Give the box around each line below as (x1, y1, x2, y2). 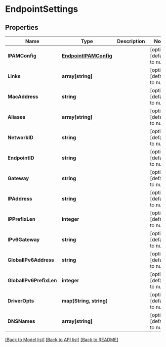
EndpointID (7, 154, 35, 161)
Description (117, 38, 145, 45)
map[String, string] (61, 297, 108, 304)
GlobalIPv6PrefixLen (7, 277, 57, 284)
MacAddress (7, 93, 39, 100)
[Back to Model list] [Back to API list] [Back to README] (5, 337, 119, 343)
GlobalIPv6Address (7, 256, 54, 263)
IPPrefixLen (7, 216, 36, 222)
